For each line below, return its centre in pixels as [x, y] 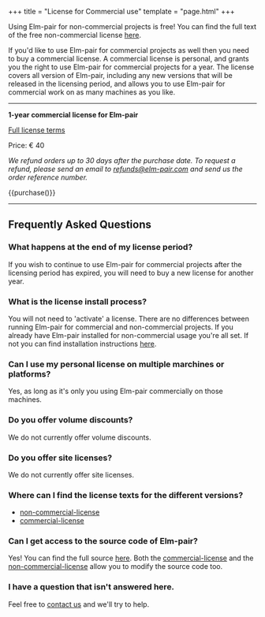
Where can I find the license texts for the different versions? [126, 495]
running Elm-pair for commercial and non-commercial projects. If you [121, 327]
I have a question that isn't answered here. [91, 587]
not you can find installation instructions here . [82, 344]
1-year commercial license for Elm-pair [73, 115]
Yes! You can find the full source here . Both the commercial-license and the [131, 558]
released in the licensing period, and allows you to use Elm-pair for [117, 84]
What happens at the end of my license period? [101, 247]
